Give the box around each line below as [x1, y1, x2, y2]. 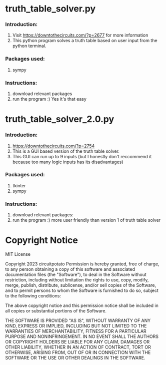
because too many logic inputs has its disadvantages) [12, 159, 123, 165]
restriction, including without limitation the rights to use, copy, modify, [5, 277, 149, 283]
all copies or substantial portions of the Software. [5, 308, 106, 314]
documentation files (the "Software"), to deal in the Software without [5, 271, 146, 278]
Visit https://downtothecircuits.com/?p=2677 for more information [12, 32, 148, 38]
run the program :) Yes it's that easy [12, 96, 86, 102]
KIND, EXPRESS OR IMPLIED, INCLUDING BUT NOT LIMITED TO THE [5, 323, 147, 329]
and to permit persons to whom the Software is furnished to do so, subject [5, 287, 159, 293]
